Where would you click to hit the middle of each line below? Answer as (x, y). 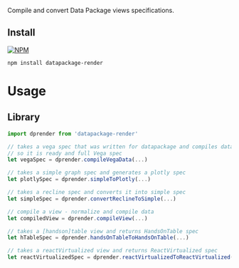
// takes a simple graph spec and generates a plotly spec (97, 173)
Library (24, 117)
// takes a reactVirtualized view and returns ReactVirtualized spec (113, 251)
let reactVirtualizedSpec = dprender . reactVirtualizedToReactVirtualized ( (121, 257)
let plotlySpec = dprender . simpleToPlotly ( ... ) (79, 180)
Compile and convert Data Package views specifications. (91, 10)
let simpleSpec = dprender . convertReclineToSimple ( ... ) (92, 199)
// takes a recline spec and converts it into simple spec (97, 192)
